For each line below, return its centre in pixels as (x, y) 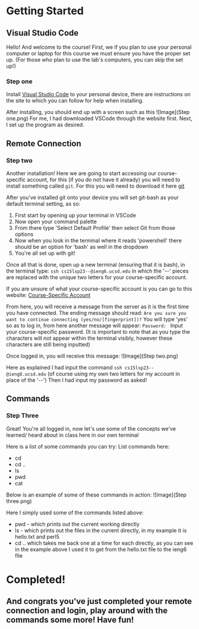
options (24, 234)
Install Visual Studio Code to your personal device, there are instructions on (99, 94)
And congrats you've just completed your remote (99, 601)
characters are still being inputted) (48, 344)
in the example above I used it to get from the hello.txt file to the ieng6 (101, 549)
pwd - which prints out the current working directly (77, 524)
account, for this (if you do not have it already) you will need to (104, 179)
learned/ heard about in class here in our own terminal (72, 435)
